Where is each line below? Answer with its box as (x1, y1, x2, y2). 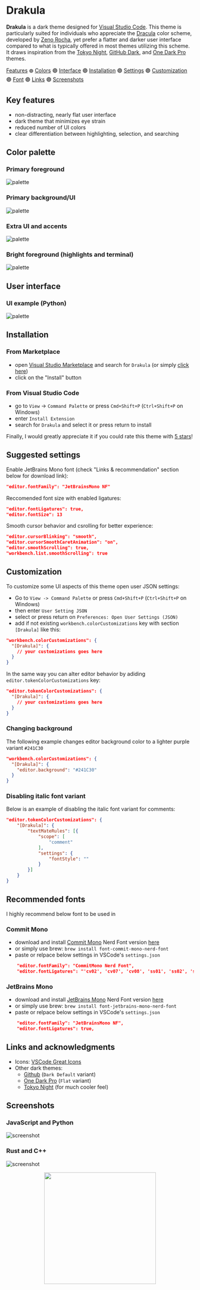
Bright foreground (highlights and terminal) (6, 250, 134, 258)
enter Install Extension (14, 415, 75, 422)
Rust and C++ (6, 1147, 47, 1155)
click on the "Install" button (14, 373, 82, 381)
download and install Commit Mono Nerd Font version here (14, 939, 160, 946)
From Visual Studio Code (6, 388, 79, 397)
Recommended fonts (6, 895, 86, 905)
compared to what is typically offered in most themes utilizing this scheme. (6, 42, 190, 49)
